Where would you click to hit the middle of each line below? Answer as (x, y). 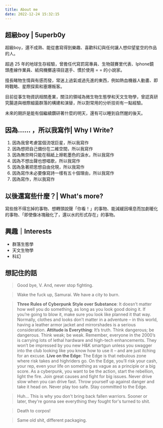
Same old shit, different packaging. (52, 420)
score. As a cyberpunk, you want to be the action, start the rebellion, (85, 371)
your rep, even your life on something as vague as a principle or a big (86, 366)
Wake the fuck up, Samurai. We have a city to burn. (68, 294)
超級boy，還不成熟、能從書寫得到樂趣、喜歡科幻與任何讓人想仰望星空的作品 (81, 48)
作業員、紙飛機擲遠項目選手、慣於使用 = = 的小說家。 (71, 70)
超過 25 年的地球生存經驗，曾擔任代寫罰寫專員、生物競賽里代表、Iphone (77, 64)
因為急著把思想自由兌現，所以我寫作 (48, 167)
